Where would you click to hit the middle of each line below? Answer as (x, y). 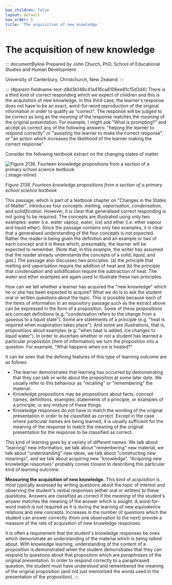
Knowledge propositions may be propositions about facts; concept (83, 394)
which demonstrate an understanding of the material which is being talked (84, 539)
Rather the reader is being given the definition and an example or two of (81, 239)
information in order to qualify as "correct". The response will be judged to (84, 112)
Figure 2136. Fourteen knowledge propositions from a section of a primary (84, 185)
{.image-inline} (21, 175)
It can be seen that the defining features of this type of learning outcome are (86, 357)
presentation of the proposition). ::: (42, 577)
